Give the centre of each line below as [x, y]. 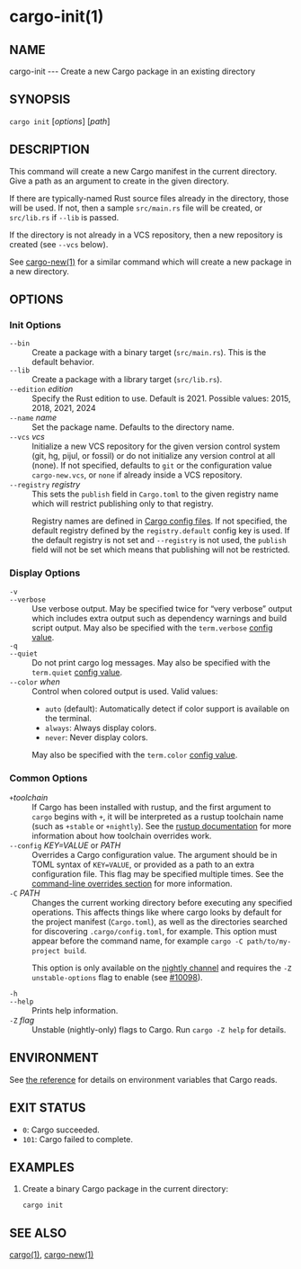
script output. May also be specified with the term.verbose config [152, 628]
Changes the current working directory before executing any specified [162, 902]
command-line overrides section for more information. [132, 883]
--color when [35, 682]
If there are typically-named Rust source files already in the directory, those [149, 198]
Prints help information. [75, 1010]
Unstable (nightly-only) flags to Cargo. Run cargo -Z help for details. [159, 1029]
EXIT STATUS [48, 1108]
